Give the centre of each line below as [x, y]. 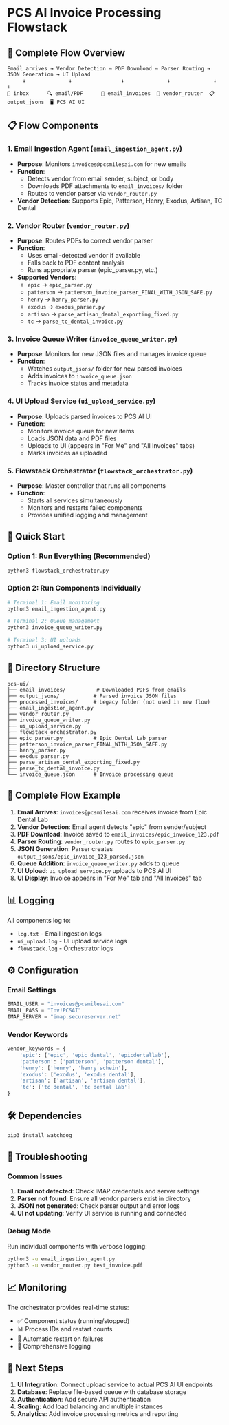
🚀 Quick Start [36, 536]
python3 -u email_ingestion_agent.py [61, 1259]
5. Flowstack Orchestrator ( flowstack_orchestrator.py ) [100, 471]
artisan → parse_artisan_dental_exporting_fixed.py [103, 314]
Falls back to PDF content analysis [76, 263]
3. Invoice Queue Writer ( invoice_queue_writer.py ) [92, 339]
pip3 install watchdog [40, 1135]
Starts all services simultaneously [75, 500]
